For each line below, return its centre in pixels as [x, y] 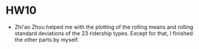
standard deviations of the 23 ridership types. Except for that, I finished [104, 33]
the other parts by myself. [47, 39]
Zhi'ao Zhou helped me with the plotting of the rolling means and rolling [104, 27]
